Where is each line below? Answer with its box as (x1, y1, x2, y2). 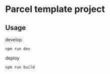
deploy (5, 55, 20, 61)
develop (5, 36, 22, 42)
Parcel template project (5, 3, 105, 15)
